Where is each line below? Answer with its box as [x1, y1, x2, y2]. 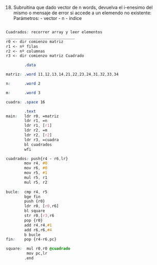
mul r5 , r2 [24, 180, 48, 185]
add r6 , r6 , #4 [24, 227, 52, 232]
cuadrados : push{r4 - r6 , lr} [6, 156, 68, 161]
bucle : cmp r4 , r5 [6, 189, 48, 194]
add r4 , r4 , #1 [24, 223, 52, 228]
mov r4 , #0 [24, 161, 48, 166]
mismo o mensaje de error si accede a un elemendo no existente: [13, 10, 152, 16]
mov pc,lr [26, 251, 48, 256]
